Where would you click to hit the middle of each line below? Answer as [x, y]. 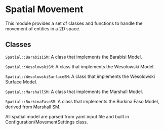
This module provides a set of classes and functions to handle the [74, 23]
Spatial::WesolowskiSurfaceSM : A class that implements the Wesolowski [80, 76]
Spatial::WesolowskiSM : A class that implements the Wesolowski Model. [80, 66]
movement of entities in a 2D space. [43, 28]
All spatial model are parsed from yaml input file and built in [67, 116]
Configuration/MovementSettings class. [47, 122]
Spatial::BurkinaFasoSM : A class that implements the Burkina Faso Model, [82, 101]
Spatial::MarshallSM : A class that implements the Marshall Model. [74, 92]
